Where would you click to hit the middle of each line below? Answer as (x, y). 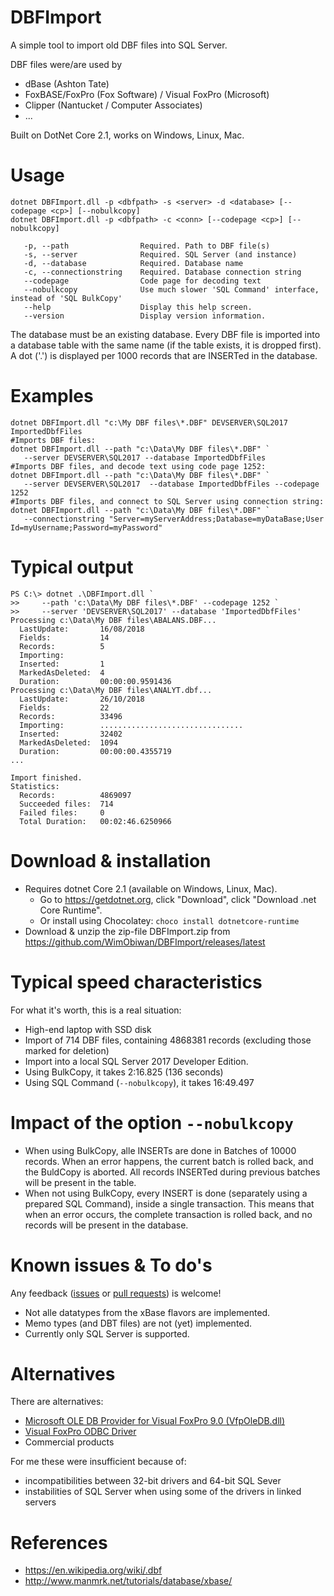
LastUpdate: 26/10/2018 (82, 699)
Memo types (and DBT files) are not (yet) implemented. (138, 1323)
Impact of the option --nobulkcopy (152, 1122)
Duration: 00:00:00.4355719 (95, 751)
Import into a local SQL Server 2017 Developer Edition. (136, 1061)
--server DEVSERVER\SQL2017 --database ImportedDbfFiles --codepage (171, 484)
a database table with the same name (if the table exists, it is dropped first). (166, 345)
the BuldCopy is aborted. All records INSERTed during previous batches (172, 1172)
